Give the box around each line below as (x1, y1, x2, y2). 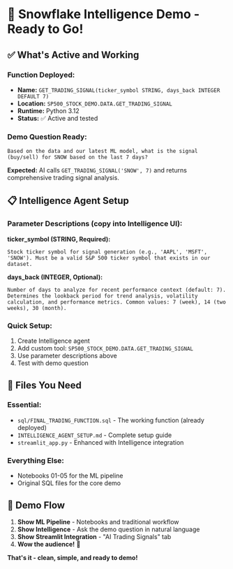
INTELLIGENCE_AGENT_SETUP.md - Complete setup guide (17, 431, 172, 439)
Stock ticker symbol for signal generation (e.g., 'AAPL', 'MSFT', (7, 248, 208, 256)
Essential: (7, 400, 42, 410)
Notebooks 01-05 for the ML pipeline (17, 471, 123, 480)
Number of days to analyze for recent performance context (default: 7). (7, 286, 227, 293)
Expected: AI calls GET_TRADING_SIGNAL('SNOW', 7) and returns (7, 166, 187, 175)
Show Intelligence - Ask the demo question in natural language (17, 525, 200, 533)
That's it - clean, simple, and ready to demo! (7, 553, 138, 561)
